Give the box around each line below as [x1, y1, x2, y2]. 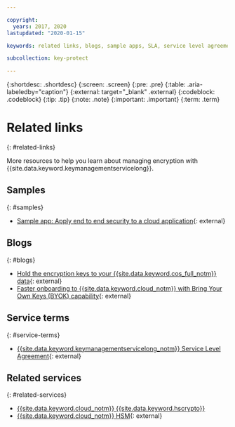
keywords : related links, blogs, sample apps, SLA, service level [6, 42, 205, 49]
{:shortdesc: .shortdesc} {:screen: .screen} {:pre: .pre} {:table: [6, 80, 186, 88]
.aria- [187, 80, 203, 88]
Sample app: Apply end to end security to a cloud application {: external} [16, 216, 226, 225]
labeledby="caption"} [6, 88, 69, 96]
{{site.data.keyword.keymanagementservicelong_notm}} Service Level [16, 344, 222, 353]
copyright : [6, 16, 39, 23]
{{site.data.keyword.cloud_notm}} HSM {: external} [16, 412, 163, 420]
